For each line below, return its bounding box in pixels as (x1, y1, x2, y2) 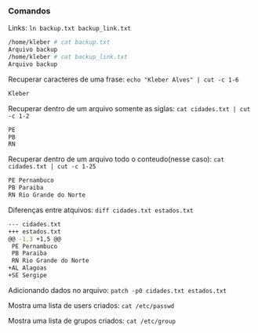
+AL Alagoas (8, 264, 47, 272)
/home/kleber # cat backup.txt (8, 38, 111, 46)
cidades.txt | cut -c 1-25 (8, 163, 96, 171)
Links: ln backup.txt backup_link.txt (8, 24, 132, 33)
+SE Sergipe (8, 272, 47, 280)
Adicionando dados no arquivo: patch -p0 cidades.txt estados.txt (8, 285, 227, 295)
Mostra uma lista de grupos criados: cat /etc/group (8, 316, 176, 325)
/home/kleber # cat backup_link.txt (8, 53, 128, 61)
